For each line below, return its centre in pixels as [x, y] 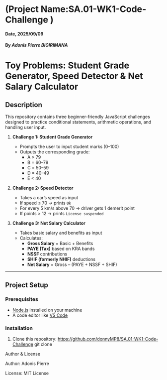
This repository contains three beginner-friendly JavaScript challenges [78, 117]
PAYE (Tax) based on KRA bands [61, 249]
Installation [19, 328]
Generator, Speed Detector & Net [74, 76]
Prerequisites [22, 299]
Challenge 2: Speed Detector [43, 188]
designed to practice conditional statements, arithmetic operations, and [78, 122]
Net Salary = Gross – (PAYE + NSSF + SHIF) [72, 264]
